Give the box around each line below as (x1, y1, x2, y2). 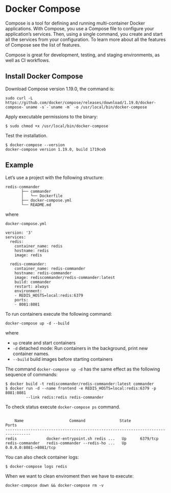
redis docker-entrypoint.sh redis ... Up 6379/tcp (5, 436, 159, 441)
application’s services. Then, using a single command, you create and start (5, 31, 163, 37)
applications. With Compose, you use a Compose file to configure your (5, 25, 154, 31)
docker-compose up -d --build (5, 321, 70, 326)
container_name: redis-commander (14, 266, 86, 271)
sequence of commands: (5, 371, 58, 377)
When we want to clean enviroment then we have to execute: (5, 473, 134, 479)
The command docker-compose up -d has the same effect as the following (5, 366, 160, 372)
